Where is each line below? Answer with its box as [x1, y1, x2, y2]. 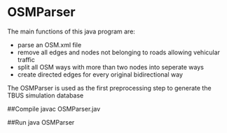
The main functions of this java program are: [7, 27, 135, 36]
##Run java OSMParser [7, 118, 75, 126]
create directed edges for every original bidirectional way [17, 70, 184, 79]
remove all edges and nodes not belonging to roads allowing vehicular [17, 48, 221, 56]
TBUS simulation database [7, 91, 84, 100]
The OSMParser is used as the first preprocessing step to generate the [7, 84, 212, 92]
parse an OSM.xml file [17, 40, 82, 49]
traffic [17, 55, 35, 63]
